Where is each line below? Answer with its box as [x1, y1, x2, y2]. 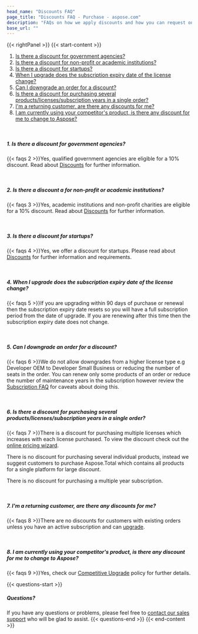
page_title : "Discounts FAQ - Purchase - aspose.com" [6, 14, 142, 20]
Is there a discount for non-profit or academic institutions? [15, 59, 157, 66]
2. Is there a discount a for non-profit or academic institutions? [6, 186, 165, 193]
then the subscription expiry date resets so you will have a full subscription [6, 306, 188, 313]
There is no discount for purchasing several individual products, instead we [6, 454, 189, 461]
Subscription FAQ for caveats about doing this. [6, 383, 120, 390]
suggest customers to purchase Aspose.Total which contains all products [6, 459, 184, 467]
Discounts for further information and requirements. [6, 254, 132, 261]
